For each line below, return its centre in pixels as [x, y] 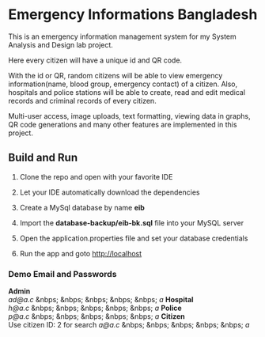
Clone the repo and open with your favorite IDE [96, 176]
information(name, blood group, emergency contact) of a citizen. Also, [123, 84]
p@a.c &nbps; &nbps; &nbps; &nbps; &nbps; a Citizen [97, 316]
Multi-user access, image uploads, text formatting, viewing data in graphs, [129, 115]
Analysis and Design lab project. [61, 44]
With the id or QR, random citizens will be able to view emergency [115, 75]
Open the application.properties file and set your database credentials [134, 238]
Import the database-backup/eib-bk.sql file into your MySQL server [131, 222]
